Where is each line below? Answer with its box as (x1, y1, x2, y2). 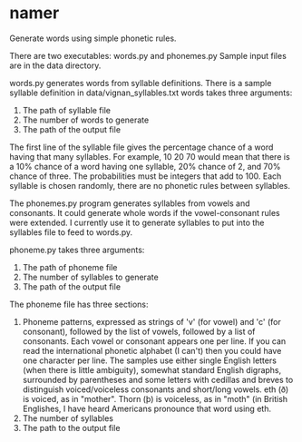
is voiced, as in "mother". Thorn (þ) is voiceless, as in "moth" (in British (22, 393, 288, 404)
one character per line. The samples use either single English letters (22, 355, 277, 366)
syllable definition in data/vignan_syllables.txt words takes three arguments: (9, 87, 293, 98)
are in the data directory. (9, 60, 102, 71)
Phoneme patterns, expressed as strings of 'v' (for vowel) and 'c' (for (22, 316, 281, 327)
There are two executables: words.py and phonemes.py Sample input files (9, 50, 287, 61)
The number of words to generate (22, 114, 150, 125)
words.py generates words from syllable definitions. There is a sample (9, 77, 272, 88)
